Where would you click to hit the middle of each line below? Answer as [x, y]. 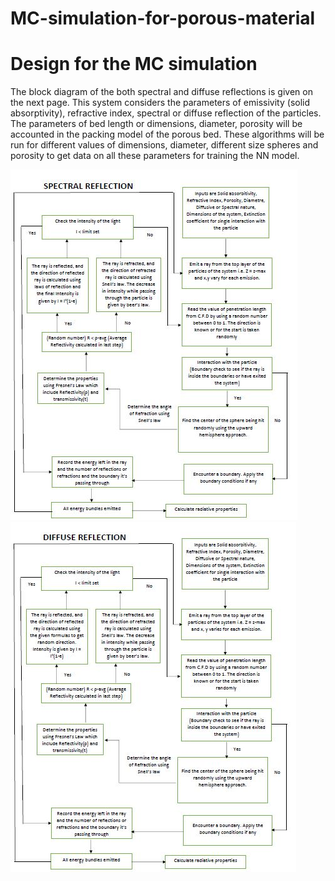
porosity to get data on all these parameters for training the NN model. [155, 156]
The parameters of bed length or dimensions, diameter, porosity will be [156, 124]
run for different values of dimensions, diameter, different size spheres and [164, 145]
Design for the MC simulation [134, 64]
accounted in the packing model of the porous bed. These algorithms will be [167, 134]
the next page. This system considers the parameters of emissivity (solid [160, 103]
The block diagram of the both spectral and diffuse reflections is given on [161, 92]
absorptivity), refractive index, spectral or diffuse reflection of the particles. [166, 113]
